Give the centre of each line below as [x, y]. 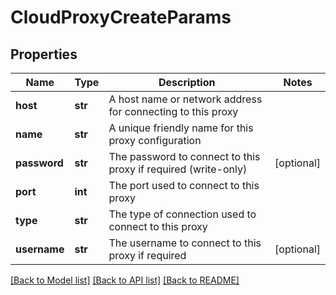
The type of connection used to [182, 214]
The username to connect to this [185, 243]
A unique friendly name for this [181, 128]
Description [187, 82]
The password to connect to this [184, 156]
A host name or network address [185, 99]
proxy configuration [155, 140]
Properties [44, 54]
